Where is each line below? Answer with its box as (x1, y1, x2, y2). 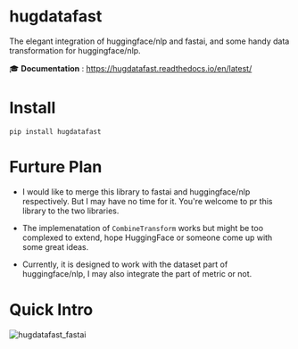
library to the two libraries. (21, 205, 120, 216)
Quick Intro (9, 300, 94, 320)
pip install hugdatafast (9, 127, 102, 136)
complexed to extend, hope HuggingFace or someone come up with (21, 232, 273, 243)
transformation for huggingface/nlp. (9, 45, 141, 55)
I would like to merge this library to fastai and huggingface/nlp (21, 186, 251, 197)
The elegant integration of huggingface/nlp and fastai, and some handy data (9, 36, 290, 46)
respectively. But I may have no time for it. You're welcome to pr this (21, 195, 273, 206)
